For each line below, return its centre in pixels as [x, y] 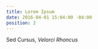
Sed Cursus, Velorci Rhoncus [42, 40]
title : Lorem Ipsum [30, 12]
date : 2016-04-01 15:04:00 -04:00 [49, 17]
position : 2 [21, 23]
